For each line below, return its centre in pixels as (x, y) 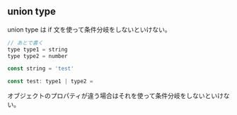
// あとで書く (25, 43)
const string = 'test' (41, 69)
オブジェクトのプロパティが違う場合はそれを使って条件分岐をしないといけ (116, 96)
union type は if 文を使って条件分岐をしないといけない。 (89, 29)
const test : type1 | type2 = (50, 81)
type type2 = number (38, 56)
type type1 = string (38, 49)
